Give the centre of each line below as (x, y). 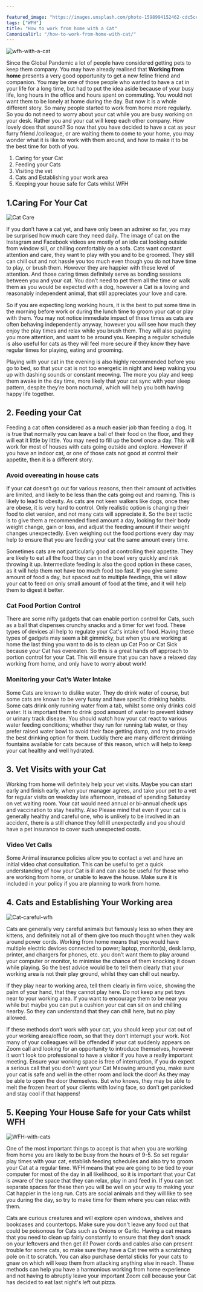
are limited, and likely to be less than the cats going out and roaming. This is (101, 495)
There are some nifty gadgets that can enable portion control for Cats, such (100, 619)
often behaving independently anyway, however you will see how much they (101, 325)
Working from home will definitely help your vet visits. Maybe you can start (99, 784)
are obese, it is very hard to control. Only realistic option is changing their (98, 508)
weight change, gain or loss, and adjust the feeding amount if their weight (98, 527)
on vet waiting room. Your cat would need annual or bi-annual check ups (97, 803)
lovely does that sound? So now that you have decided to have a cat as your (101, 127)
